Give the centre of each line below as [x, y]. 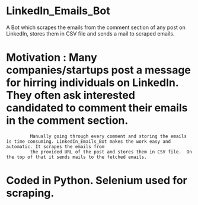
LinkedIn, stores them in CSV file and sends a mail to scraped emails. [90, 33]
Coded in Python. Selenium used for [97, 180]
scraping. [30, 193]
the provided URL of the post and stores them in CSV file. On [111, 152]
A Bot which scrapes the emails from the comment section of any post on [96, 27]
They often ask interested [71, 95]
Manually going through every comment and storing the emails [108, 136]
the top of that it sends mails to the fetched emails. [76, 157]
